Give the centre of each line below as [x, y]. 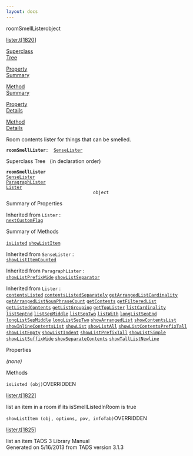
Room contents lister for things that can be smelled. [69, 139]
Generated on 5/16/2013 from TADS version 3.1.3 [65, 447]
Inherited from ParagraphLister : [45, 271]
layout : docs [22, 11]
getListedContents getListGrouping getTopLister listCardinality [86, 307]
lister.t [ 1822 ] [21, 395]
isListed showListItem [33, 243]
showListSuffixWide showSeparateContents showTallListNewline [83, 339]
